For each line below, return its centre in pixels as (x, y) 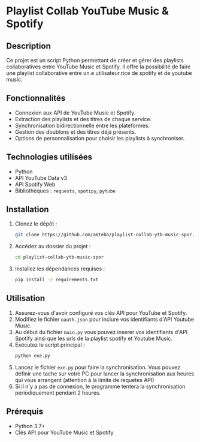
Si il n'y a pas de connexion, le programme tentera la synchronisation (100, 386)
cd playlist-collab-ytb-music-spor (59, 257)
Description (28, 46)
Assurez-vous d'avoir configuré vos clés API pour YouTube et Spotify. (101, 312)
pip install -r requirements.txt (57, 280)
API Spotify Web (35, 184)
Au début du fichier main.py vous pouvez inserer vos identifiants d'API (101, 332)
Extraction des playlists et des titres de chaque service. (83, 119)
